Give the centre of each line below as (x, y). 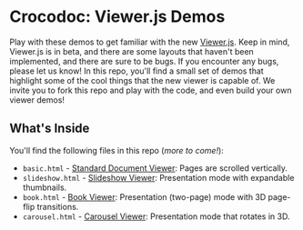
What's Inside (50, 129)
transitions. (58, 206)
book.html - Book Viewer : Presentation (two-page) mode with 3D (144, 196)
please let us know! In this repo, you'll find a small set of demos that (136, 71)
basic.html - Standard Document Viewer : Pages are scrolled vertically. (155, 168)
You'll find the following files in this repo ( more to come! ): (117, 150)
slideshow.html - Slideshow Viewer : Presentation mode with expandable (158, 177)
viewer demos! (37, 100)
